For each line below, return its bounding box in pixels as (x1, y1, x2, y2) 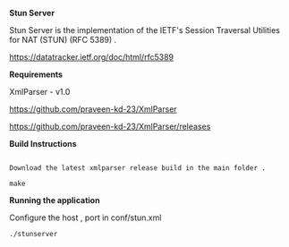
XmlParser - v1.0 (9, 87, 71, 97)
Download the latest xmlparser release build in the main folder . (9, 164, 267, 173)
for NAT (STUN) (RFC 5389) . (9, 35, 117, 45)
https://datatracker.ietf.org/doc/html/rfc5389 (9, 52, 174, 62)
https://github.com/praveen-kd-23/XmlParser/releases (9, 121, 211, 132)
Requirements (9, 69, 64, 80)
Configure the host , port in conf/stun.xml (9, 212, 162, 223)
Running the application (9, 195, 100, 205)
